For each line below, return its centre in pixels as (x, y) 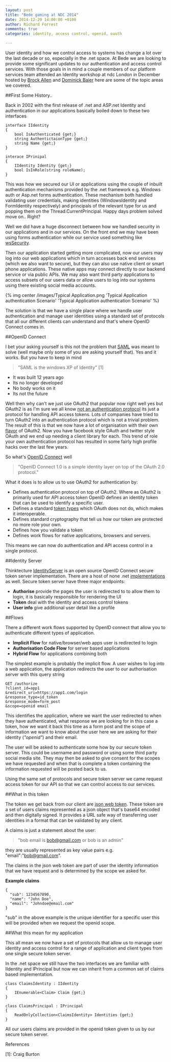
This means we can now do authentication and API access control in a (79, 545)
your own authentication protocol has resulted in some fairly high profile (81, 442)
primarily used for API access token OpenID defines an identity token (85, 497)
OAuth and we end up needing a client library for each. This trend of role (82, 436)
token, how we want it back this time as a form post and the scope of (78, 726)
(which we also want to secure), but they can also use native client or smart (85, 263)
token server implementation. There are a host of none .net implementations (85, 576)
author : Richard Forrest (32, 24)
